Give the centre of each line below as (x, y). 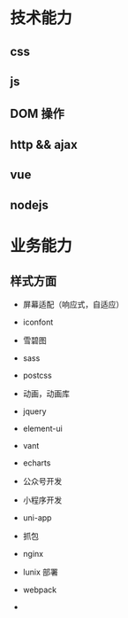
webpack (39, 590)
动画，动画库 (46, 393)
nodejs (30, 205)
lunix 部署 (40, 572)
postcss (37, 375)
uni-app (37, 517)
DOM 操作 (37, 114)
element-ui (42, 428)
